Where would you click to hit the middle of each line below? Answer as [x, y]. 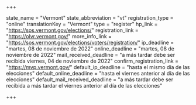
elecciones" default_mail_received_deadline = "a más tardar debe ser [90, 79]
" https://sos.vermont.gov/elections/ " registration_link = [72, 30]
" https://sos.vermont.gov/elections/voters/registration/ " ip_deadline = [90, 42]
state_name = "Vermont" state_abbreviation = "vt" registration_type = [90, 18]
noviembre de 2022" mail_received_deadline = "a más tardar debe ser [91, 55]
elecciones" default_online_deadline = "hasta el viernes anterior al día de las [98, 73]
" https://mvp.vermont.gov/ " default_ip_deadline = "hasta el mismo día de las [98, 67]
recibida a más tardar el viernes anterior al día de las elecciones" [84, 86]
